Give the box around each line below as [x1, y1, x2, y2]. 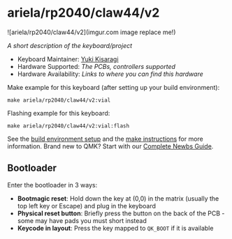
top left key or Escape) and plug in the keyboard [17, 201, 156, 210]
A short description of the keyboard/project [7, 41, 133, 49]
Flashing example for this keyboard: [7, 109, 110, 117]
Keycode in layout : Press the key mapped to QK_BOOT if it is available [17, 224, 214, 232]
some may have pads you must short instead [17, 216, 147, 224]
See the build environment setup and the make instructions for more [7, 134, 204, 143]
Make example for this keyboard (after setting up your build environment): [7, 83, 220, 91]
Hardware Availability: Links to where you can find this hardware [17, 70, 204, 78]
